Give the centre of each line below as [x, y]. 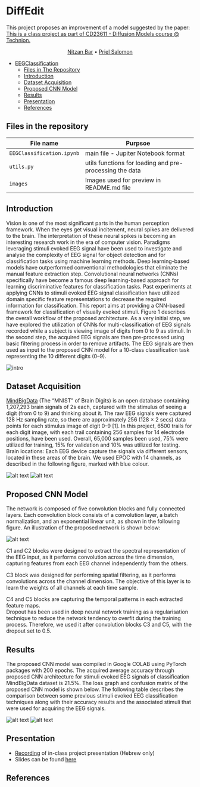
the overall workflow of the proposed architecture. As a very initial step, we [98, 318]
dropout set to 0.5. [29, 631]
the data [129, 170]
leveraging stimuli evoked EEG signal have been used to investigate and [94, 248]
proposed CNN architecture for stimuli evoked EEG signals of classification [98, 677]
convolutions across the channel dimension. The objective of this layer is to [99, 581]
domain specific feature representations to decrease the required [86, 299]
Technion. [18, 40]
